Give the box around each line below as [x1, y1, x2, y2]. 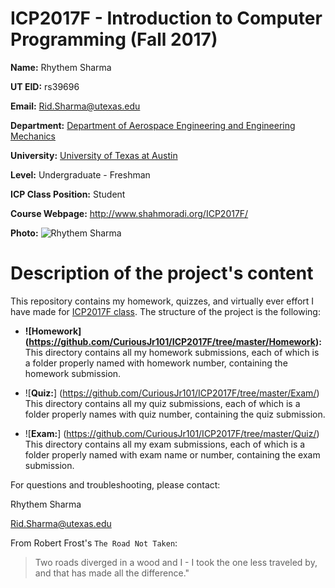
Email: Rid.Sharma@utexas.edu [10, 100, 141, 112]
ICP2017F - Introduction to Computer [10, 7, 323, 30]
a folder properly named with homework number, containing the [24, 357, 288, 369]
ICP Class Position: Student [10, 188, 126, 200]
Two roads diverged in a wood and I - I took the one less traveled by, [34, 556, 318, 568]
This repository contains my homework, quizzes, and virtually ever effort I [10, 295, 315, 307]
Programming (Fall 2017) [10, 28, 218, 51]
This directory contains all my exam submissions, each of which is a [24, 438, 306, 450]
